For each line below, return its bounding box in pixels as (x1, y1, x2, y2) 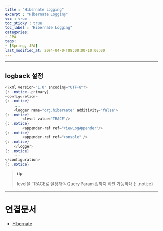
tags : (5, 39, 16, 44)
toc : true (5, 16, 27, 21)
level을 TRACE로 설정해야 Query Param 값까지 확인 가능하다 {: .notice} (16, 181, 154, 187)
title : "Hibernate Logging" (5, 7, 64, 12)
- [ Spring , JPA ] (5, 43, 38, 48)
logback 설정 (5, 72, 44, 80)
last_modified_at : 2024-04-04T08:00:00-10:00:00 (5, 48, 105, 53)
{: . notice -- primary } (5, 90, 49, 95)
